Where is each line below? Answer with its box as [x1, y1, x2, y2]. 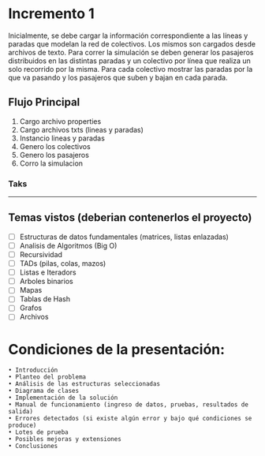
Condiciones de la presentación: [8, 340, 226, 358]
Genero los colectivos [19, 141, 91, 151]
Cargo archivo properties [19, 116, 102, 126]
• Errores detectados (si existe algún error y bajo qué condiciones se [8, 415, 252, 423]
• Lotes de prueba [8, 428, 69, 436]
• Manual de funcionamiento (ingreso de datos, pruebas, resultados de [8, 401, 248, 409]
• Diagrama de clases [8, 387, 80, 395]
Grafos [19, 303, 42, 312]
